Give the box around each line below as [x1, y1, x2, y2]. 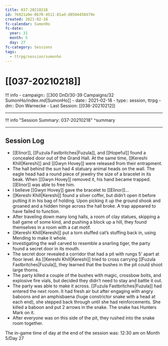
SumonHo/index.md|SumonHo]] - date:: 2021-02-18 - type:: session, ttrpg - [5, 97, 161, 103]
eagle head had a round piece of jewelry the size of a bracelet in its [12, 171, 151, 177]
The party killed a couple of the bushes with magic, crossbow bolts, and [12, 272, 161, 278]
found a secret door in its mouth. [12, 246, 80, 252]
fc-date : [5, 26, 23, 31]
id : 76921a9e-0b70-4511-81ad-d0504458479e [5, 12, 95, 17]
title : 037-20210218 [5, 7, 48, 13]
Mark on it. [12, 309, 35, 316]
